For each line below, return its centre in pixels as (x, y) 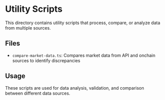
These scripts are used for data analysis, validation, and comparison (75, 88)
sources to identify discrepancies (46, 61)
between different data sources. (38, 93)
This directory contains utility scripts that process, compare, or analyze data (83, 23)
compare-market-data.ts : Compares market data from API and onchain (84, 55)
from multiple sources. (28, 28)
